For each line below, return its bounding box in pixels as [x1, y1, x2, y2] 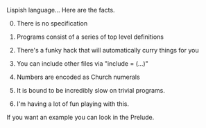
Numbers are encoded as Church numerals [16, 73, 140, 81]
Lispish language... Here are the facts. [6, 6, 115, 14]
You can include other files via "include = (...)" [16, 60, 148, 68]
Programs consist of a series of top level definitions [16, 33, 164, 41]
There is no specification [16, 19, 88, 27]
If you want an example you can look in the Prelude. [6, 113, 155, 121]
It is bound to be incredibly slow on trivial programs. [16, 86, 166, 94]
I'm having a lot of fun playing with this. [16, 100, 130, 108]
